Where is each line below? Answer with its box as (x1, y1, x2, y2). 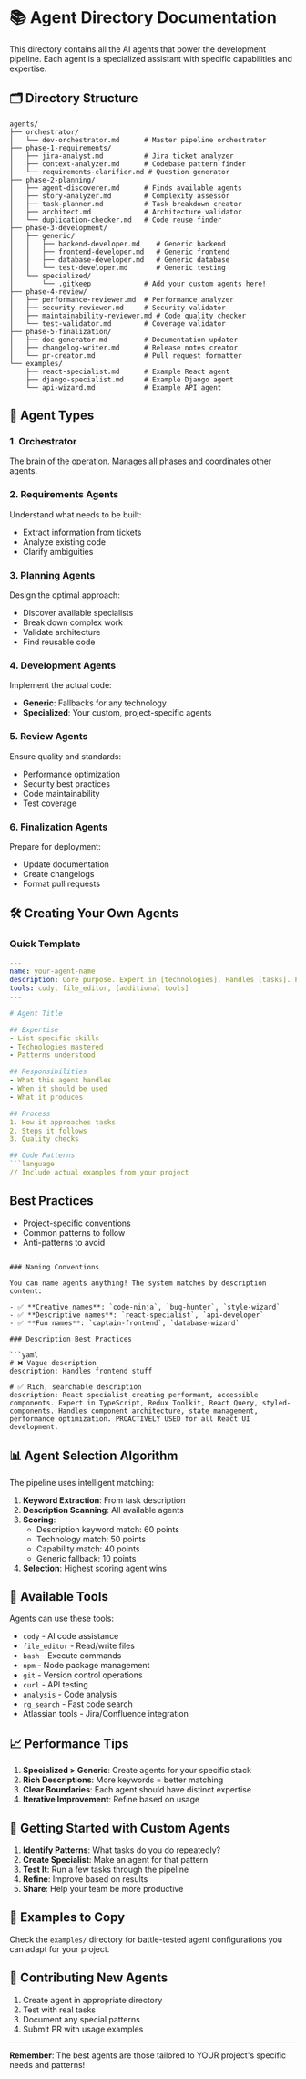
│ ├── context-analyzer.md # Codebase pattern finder (9, 159, 247, 169)
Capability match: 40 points (36, 1543, 140, 1554)
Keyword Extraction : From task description (22, 1494, 186, 1506)
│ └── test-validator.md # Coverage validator (9, 319, 226, 329)
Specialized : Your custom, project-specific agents (22, 707, 212, 718)
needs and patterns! (9, 2059, 86, 2070)
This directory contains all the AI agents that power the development (9, 43, 267, 55)
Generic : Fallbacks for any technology (22, 697, 167, 708)
